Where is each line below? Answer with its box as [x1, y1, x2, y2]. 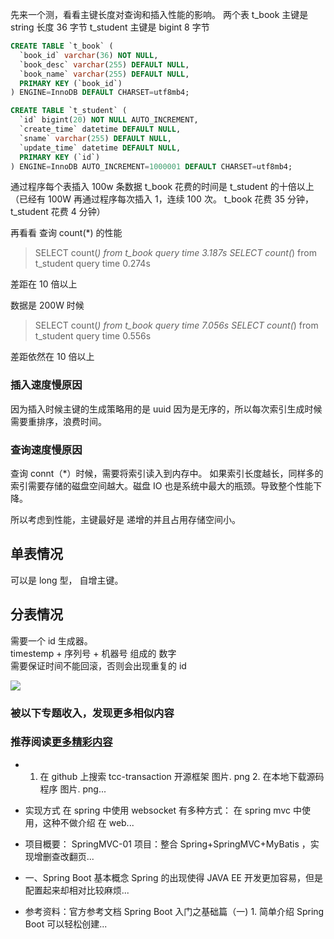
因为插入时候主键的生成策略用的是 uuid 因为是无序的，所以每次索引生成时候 [10, 403, 323, 415]
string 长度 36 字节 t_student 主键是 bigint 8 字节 [10, 21, 210, 33]
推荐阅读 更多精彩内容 [10, 735, 113, 749]
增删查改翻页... [33, 850, 95, 862]
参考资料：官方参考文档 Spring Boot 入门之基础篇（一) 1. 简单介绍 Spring [24, 905, 325, 917]
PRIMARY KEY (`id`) [19, 152, 101, 162]
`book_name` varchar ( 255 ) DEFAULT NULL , [19, 69, 190, 79]
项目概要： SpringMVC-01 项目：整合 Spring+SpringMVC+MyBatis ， [24, 838, 311, 850]
